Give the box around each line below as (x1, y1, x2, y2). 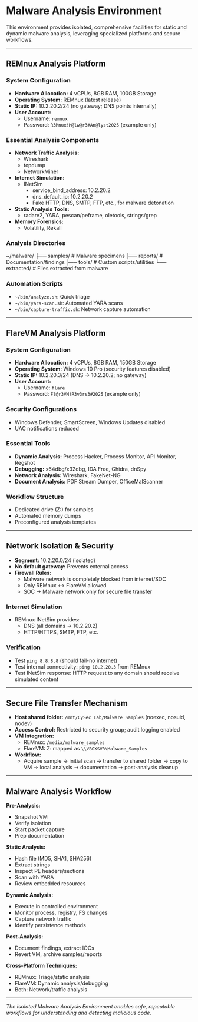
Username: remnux (23, 115, 68, 122)
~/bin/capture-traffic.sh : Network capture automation (14, 305, 151, 313)
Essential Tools (6, 439, 51, 448)
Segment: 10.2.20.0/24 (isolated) (14, 557, 96, 564)
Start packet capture (14, 826, 65, 833)
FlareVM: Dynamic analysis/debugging (14, 980, 109, 987)
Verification (6, 643, 41, 651)
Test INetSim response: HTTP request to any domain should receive (14, 669, 180, 676)
